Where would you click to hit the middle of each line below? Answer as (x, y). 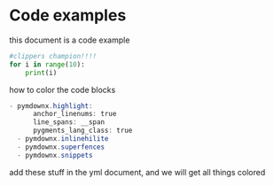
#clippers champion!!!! (53, 56)
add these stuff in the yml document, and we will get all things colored (137, 172)
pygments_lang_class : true (82, 131)
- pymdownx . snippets (55, 155)
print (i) (41, 73)
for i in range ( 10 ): (47, 64)
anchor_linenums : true (74, 114)
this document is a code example (70, 40)
